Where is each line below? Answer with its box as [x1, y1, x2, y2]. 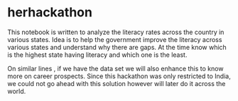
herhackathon [7, 4, 92, 21]
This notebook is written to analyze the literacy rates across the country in [7, 28, 225, 36]
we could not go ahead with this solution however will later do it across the [7, 79, 226, 87]
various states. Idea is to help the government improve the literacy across [7, 35, 222, 43]
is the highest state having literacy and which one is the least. [7, 51, 188, 59]
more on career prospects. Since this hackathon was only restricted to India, [7, 72, 231, 80]
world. [7, 87, 26, 95]
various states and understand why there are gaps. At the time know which [7, 43, 227, 51]
